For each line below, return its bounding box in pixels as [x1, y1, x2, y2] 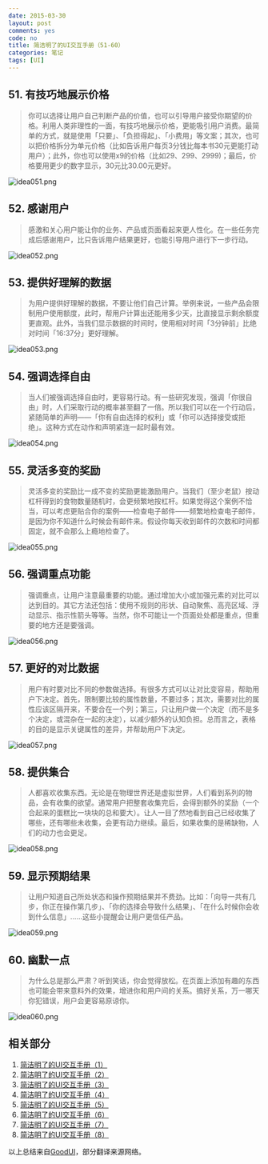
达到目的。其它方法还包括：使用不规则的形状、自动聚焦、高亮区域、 [27, 600, 253, 610]
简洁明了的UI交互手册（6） [19, 1110, 110, 1119]
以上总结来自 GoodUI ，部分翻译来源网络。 [8, 1146, 146, 1156]
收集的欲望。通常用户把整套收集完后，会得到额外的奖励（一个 [55, 798, 260, 808]
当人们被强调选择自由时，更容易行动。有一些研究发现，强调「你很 [27, 393, 246, 402]
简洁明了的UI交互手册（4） [19, 1090, 110, 1099]
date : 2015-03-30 [8, 11, 66, 20]
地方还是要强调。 [42, 620, 98, 630]
